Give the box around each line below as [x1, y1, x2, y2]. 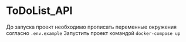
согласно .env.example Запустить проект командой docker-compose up [6, 29, 181, 36]
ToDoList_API [6, 4, 73, 17]
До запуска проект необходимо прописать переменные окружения [6, 23, 177, 30]
